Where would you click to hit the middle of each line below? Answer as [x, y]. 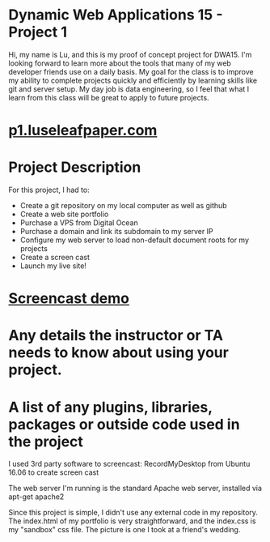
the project [46, 441]
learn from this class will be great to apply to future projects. [109, 97]
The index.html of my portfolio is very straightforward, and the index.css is [132, 521]
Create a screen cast [55, 258]
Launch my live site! [53, 266]
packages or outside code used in [124, 424]
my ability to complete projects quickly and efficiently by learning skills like [133, 80]
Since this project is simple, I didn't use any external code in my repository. [133, 513]
